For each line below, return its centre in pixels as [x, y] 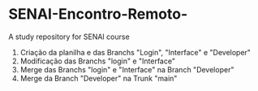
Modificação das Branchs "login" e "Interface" [98, 61]
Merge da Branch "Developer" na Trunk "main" [99, 78]
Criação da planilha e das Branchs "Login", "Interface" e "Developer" [135, 52]
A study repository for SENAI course [69, 37]
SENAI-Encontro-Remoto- [98, 14]
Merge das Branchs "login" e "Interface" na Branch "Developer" [127, 69]
